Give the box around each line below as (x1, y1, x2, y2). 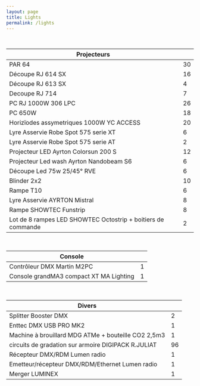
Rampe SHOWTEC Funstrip (9, 206, 86, 214)
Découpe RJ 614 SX (9, 70, 67, 78)
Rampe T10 (9, 186, 42, 194)
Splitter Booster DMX (9, 311, 68, 320)
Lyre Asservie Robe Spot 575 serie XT (9, 128, 116, 137)
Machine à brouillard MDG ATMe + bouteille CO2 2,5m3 (9, 331, 165, 339)
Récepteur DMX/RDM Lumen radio (9, 350, 106, 359)
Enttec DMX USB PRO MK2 (9, 322, 85, 330)
